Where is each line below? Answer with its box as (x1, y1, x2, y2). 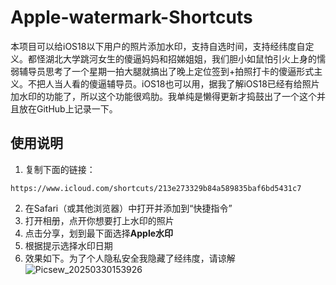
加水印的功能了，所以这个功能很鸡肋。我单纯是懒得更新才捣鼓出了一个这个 (10, 90, 317, 102)
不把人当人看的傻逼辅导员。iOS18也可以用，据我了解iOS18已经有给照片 (27, 77, 320, 90)
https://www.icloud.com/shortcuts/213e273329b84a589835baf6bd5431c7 (10, 183, 302, 193)
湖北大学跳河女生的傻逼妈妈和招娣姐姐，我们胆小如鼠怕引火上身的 (44, 52, 317, 65)
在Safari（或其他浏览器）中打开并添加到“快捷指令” (24, 202, 233, 214)
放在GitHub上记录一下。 (18, 102, 118, 115)
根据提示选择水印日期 (24, 239, 113, 251)
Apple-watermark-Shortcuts (10, 6, 253, 29)
